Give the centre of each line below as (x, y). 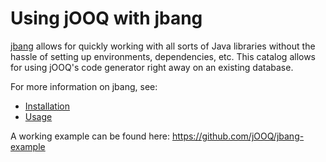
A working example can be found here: (90, 136)
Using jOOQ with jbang (106, 18)
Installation (47, 106)
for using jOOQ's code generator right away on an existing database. (152, 67)
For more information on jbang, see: (84, 86)
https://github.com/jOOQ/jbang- (238, 136)
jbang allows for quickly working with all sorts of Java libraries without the (163, 46)
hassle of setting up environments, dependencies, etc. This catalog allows (163, 56)
